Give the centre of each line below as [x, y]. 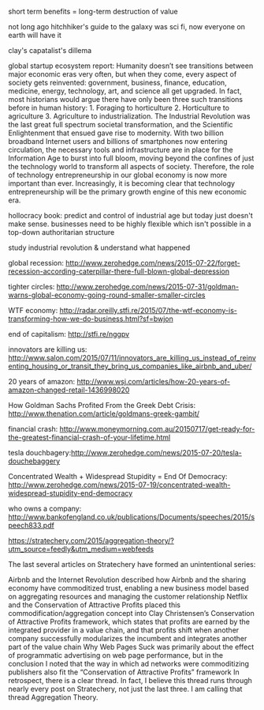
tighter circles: [32, 287]
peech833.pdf [32, 525]
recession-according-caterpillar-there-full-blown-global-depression [119, 271]
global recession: [36, 263]
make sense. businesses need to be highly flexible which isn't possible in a [130, 224]
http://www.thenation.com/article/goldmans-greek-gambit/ [104, 414]
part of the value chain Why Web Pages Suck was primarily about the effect [131, 647]
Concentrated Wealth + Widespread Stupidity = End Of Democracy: [118, 476]
